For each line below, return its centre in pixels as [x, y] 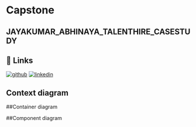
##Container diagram [32, 107]
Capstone [30, 10]
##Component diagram [34, 118]
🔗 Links [20, 60]
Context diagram [37, 93]
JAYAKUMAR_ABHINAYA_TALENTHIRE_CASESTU [98, 32]
